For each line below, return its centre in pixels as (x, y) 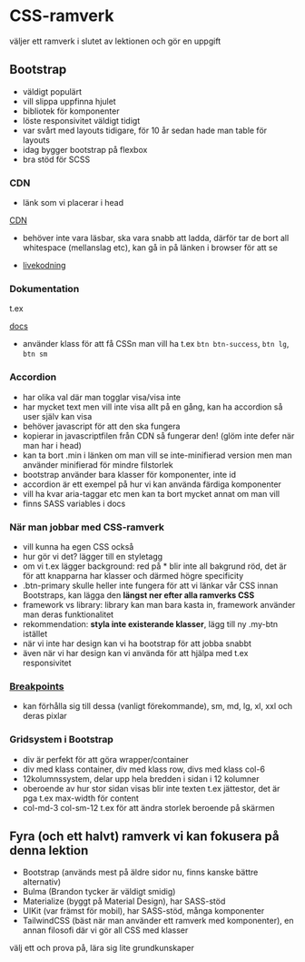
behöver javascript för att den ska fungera (101, 426)
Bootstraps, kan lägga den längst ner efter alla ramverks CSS (138, 595)
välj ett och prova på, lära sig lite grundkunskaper (102, 948)
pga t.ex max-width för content (80, 798)
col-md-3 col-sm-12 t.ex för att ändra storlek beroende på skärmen (148, 807)
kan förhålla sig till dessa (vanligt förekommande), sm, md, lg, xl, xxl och (157, 706)
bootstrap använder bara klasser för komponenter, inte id (129, 474)
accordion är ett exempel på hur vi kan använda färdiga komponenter (152, 484)
